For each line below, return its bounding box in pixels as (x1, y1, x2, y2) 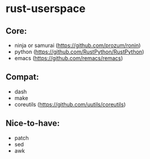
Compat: (5, 72, 39, 83)
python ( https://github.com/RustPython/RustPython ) (14, 48, 145, 55)
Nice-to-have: (5, 118, 60, 128)
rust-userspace (5, 2, 86, 16)
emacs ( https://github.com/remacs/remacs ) (14, 55, 123, 61)
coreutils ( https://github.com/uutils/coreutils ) (14, 101, 126, 108)
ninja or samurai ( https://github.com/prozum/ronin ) (14, 42, 141, 49)
